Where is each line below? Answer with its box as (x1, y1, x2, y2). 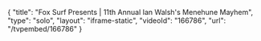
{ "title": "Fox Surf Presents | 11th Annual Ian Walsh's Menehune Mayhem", (7, 8, 254, 17)
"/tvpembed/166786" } (7, 24, 83, 33)
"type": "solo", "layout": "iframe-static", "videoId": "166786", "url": (7, 16, 226, 25)
